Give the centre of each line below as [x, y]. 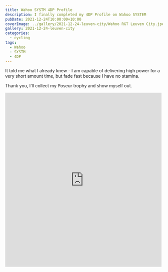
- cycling [20, 38]
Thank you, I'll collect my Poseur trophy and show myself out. [69, 86]
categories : [17, 33]
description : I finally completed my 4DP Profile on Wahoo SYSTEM [76, 15]
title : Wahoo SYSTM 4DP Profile [39, 10]
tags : [11, 43]
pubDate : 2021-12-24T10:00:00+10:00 [43, 19]
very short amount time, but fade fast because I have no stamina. [72, 76]
